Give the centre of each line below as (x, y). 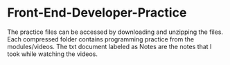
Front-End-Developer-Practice (97, 13)
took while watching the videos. (53, 54)
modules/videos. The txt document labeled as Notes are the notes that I (109, 46)
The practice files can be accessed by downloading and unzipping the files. (115, 32)
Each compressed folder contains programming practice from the (101, 39)
